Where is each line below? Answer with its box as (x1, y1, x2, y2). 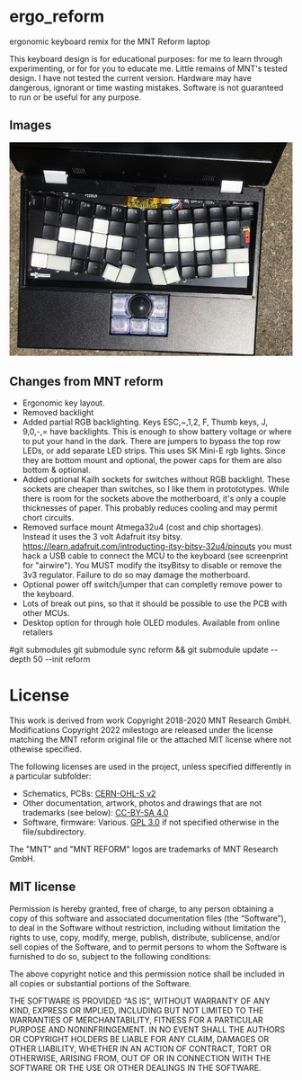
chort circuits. (22, 513, 75, 523)
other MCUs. (22, 608, 70, 619)
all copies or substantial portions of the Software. (9, 977, 191, 988)
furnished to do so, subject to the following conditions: (9, 951, 211, 961)
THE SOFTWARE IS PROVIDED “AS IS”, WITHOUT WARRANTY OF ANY (9, 995, 271, 1006)
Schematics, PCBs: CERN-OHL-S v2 (22, 789, 156, 799)
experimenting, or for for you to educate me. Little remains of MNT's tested (9, 63, 288, 74)
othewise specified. (9, 744, 83, 754)
